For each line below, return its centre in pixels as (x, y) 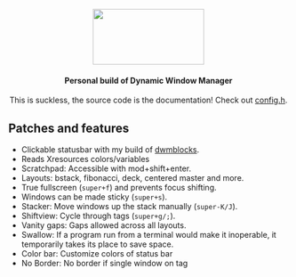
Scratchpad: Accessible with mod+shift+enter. (106, 168)
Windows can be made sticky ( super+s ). (94, 197)
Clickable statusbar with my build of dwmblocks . (110, 150)
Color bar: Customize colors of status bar (97, 254)
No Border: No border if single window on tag (104, 264)
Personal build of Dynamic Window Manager (148, 80)
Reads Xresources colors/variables (85, 159)
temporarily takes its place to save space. (97, 244)
